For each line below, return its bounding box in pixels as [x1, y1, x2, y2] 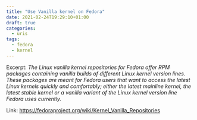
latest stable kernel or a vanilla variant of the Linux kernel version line [6, 89, 177, 96]
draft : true [6, 20, 36, 26]
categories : [6, 25, 36, 31]
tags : [6, 36, 20, 42]
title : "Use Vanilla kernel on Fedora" [6, 8, 105, 15]
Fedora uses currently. [6, 95, 61, 102]
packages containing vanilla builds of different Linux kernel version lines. [6, 70, 186, 77]
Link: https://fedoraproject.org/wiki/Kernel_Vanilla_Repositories [6, 106, 161, 113]
